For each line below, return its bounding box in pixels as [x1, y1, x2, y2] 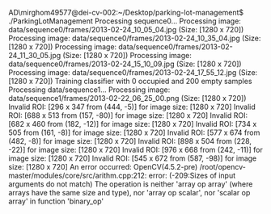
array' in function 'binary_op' [8, 196, 104, 206]
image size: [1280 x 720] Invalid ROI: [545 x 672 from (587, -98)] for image [8, 153, 257, 163]
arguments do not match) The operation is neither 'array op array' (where [8, 179, 253, 189]
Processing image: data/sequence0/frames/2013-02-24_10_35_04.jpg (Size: [8, 33, 261, 43]
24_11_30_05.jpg [8, 51, 61, 60]
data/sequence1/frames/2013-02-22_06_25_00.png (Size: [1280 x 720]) [8, 94, 247, 103]
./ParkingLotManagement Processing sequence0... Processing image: [8, 16, 241, 26]
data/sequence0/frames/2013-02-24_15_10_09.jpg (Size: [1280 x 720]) [8, 59, 242, 69]
